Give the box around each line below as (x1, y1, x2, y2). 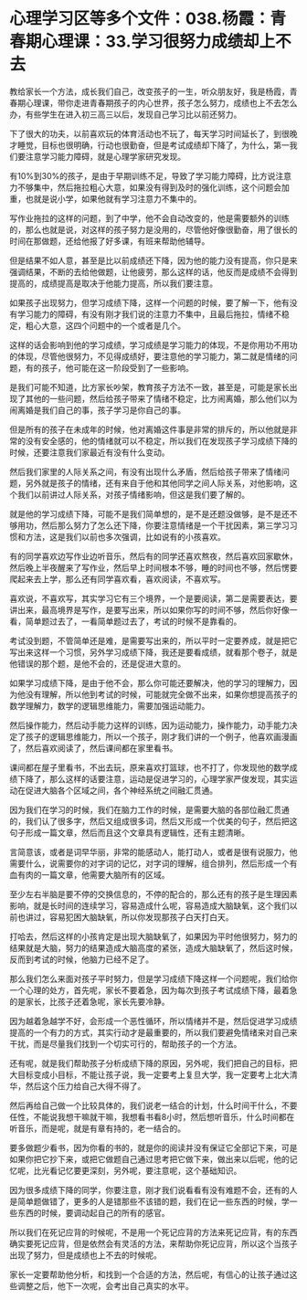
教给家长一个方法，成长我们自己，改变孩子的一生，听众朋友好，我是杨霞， (9, 86, 290, 97)
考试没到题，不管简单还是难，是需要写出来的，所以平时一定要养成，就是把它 (9, 635, 298, 646)
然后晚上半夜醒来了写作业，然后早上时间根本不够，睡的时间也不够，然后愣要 (9, 562, 298, 573)
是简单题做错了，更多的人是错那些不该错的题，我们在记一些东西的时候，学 (9, 1196, 290, 1207)
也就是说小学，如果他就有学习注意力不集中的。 (25, 193, 202, 204)
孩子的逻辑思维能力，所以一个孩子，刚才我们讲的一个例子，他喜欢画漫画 (25, 731, 298, 742)
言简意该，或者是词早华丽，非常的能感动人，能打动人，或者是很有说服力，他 (9, 846, 298, 857)
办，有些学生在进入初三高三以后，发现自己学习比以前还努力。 (9, 109, 242, 120)
